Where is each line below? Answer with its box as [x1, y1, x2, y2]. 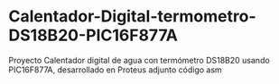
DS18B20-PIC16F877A [8, 25, 178, 46]
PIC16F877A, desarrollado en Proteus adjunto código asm [8, 64, 222, 75]
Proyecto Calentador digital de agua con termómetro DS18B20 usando [8, 55, 270, 65]
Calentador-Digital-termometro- [8, 6, 256, 27]
